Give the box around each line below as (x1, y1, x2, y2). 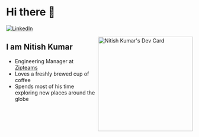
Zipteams (14, 64, 38, 71)
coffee (14, 76, 31, 83)
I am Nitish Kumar (6, 42, 73, 52)
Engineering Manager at (14, 57, 74, 64)
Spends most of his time (14, 83, 75, 90)
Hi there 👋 (6, 5, 55, 19)
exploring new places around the (14, 89, 95, 96)
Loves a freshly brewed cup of (14, 70, 89, 77)
